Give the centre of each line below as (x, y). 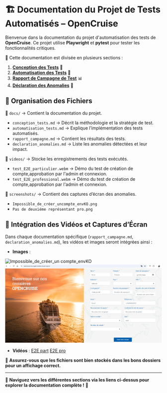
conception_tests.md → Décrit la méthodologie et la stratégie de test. (83, 123)
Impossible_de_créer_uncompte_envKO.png (55, 204)
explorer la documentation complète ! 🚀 (47, 385)
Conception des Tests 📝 (38, 67)
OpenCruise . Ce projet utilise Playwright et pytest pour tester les (73, 42)
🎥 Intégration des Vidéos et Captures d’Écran (76, 225)
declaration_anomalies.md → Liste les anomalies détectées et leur (80, 144)
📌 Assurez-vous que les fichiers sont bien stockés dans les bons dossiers (83, 360)
